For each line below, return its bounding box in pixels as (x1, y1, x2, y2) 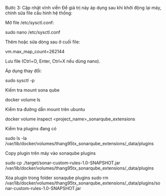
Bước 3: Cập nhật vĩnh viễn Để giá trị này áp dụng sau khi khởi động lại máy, (5, 5, 162, 10)
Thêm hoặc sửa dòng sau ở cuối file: (5, 39, 80, 45)
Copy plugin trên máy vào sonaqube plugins (5, 150, 96, 156)
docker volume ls (5, 97, 41, 102)
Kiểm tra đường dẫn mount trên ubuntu (5, 106, 85, 112)
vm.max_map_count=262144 (5, 49, 65, 54)
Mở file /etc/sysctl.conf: (5, 20, 54, 25)
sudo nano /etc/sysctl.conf (5, 29, 61, 35)
